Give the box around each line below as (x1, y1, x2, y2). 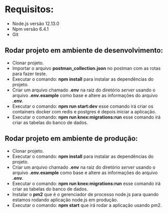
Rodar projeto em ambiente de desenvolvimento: (5, 46, 163, 55)
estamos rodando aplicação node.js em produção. (12, 197, 118, 203)
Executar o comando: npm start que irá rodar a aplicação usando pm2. (12, 202, 162, 208)
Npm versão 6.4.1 (12, 26, 49, 32)
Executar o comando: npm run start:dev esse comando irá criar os (12, 103, 154, 109)
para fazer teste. (12, 70, 47, 77)
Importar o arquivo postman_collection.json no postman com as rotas (12, 65, 161, 71)
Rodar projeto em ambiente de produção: (5, 134, 138, 143)
